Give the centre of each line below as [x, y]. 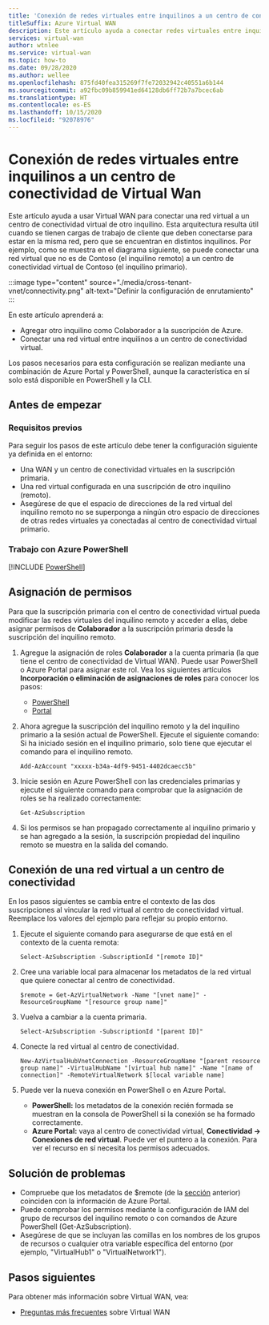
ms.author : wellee [39, 75]
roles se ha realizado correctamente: [80, 798]
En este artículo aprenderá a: [56, 315]
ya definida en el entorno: [51, 454]
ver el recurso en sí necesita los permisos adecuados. [121, 1148]
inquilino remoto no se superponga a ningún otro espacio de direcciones [140, 512]
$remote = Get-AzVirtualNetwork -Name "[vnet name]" [110, 995]
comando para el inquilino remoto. [76, 751]
